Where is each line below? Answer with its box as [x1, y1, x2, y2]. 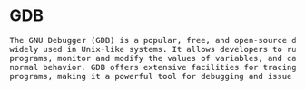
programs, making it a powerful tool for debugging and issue [9, 71, 292, 81]
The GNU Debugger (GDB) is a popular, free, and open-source [9, 35, 288, 45]
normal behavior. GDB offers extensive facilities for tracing [9, 62, 297, 72]
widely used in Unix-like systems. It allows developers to [9, 44, 283, 54]
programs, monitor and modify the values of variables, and [9, 53, 283, 63]
